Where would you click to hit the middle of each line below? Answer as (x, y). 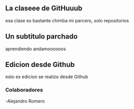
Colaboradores (24, 90)
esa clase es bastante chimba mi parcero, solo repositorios (67, 20)
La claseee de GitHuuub (44, 8)
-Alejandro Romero (25, 101)
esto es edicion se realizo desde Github (47, 77)
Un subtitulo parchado (42, 37)
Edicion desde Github (40, 65)
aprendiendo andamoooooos (36, 49)
